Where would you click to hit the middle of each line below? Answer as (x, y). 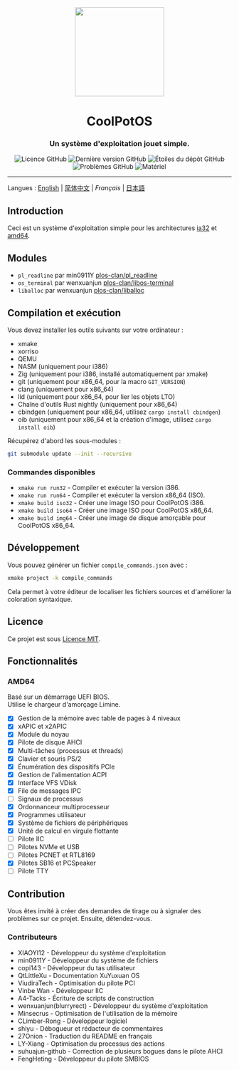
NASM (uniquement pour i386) (63, 366)
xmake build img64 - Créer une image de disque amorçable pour (112, 518)
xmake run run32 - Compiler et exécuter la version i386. (99, 488)
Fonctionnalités (43, 661)
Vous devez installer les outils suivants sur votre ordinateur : (95, 330)
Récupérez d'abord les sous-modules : (64, 440)
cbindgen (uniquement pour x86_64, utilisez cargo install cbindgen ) (119, 412)
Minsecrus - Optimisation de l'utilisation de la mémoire (97, 1013)
